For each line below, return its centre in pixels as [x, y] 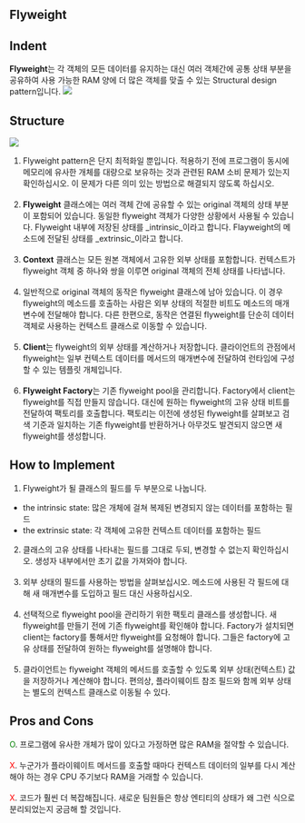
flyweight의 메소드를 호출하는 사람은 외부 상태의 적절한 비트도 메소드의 [148, 303]
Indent [28, 46]
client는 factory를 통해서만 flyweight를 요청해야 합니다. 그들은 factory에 [152, 637]
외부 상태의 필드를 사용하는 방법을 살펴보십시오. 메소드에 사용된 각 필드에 [151, 581]
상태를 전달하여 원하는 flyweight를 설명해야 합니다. [122, 648]
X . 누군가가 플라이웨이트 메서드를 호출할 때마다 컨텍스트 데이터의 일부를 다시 [144, 765]
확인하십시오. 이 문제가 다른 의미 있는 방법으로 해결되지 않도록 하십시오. [148, 183]
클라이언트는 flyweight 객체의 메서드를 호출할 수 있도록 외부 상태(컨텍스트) [154, 669]
